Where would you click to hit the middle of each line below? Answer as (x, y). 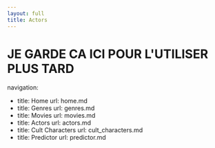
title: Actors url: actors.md (54, 123)
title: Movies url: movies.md (56, 116)
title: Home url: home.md (52, 101)
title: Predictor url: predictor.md (61, 138)
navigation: (23, 87)
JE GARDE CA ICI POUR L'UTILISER (108, 54)
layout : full (26, 13)
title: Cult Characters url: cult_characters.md (80, 130)
